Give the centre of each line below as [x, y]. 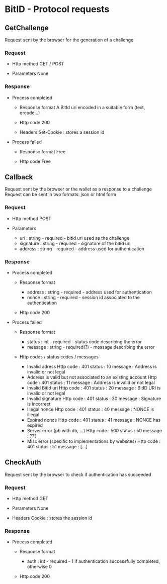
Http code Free [35, 161]
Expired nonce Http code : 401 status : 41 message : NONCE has [94, 420]
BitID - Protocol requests [57, 9]
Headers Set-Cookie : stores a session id [62, 132]
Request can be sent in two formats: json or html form [60, 194]
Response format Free [43, 151]
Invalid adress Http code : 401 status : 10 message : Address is [92, 366]
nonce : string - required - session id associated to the [83, 297]
